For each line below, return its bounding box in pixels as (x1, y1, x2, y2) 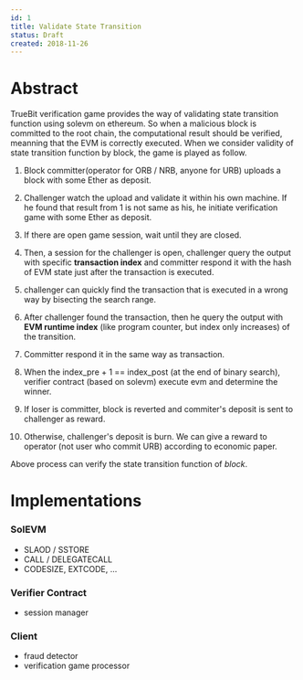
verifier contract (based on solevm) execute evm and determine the (23, 377, 278, 388)
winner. (23, 386, 52, 398)
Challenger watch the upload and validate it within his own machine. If (23, 193, 287, 204)
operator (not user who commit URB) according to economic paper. (23, 441, 277, 452)
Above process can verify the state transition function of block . (10, 459, 248, 470)
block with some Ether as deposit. (23, 175, 151, 186)
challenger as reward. (23, 413, 106, 425)
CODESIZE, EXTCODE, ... (23, 563, 118, 574)
